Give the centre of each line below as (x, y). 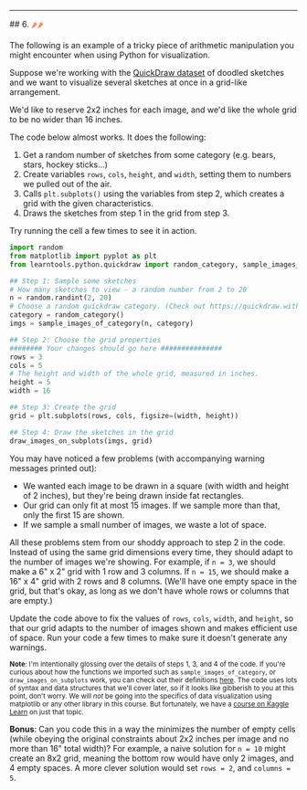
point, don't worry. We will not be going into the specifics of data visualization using (141, 696)
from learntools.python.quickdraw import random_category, (124, 264)
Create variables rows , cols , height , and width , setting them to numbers (157, 174)
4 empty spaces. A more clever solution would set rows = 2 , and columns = (150, 767)
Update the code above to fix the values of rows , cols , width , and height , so (152, 618)
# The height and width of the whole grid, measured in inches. (134, 374)
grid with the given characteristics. (88, 203)
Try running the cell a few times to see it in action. (103, 231)
